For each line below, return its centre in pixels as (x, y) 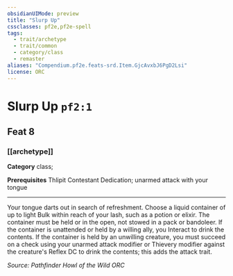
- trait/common (35, 46)
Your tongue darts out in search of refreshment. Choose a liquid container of (116, 208)
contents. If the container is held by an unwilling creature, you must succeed (116, 237)
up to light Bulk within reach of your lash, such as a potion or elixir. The (109, 215)
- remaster (29, 59)
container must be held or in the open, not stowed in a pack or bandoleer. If (115, 222)
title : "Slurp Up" (34, 20)
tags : (15, 33)
